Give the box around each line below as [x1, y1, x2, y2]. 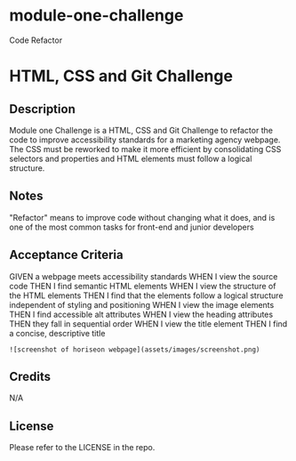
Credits [9, 368, 52, 384]
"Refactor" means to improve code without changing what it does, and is [9, 212, 276, 222]
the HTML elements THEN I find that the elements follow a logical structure [9, 290, 284, 301]
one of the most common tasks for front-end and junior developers [9, 222, 255, 232]
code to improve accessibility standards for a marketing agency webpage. [9, 134, 281, 145]
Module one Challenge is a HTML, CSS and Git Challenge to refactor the [9, 125, 274, 135]
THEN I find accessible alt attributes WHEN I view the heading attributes [9, 309, 274, 319]
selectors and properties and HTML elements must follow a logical [9, 153, 252, 164]
